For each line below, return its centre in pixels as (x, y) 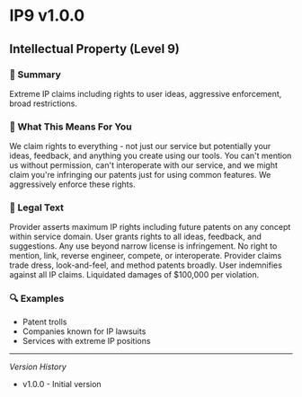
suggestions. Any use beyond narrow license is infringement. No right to (143, 246)
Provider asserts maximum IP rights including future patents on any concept (150, 227)
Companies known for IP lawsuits (84, 331)
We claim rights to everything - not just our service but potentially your (140, 146)
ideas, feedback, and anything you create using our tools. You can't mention (151, 156)
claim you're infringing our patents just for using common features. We (140, 175)
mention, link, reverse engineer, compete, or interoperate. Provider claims (146, 256)
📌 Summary (35, 75)
